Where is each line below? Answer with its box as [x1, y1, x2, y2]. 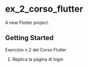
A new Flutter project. [5, 20, 49, 25]
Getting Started [5, 34, 54, 42]
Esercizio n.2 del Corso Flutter [5, 46, 67, 52]
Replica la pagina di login [12, 56, 63, 62]
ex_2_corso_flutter [5, 3, 84, 15]
